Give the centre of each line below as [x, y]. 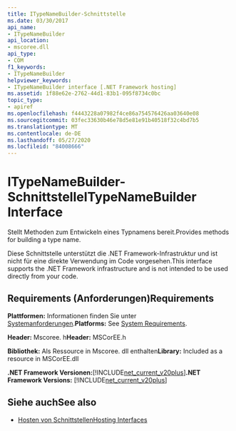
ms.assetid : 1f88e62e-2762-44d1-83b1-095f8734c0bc [84, 93]
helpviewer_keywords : [40, 80]
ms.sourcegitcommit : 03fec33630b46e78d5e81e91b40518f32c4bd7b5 [103, 120]
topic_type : [25, 101]
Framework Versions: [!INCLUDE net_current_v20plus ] [87, 380]
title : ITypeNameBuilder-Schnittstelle [67, 14]
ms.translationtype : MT [43, 127]
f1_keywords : [27, 67]
